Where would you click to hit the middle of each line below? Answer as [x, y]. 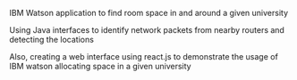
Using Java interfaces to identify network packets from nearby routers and [147, 30]
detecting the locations [51, 40]
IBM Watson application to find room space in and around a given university [149, 13]
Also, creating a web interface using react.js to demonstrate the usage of [144, 56]
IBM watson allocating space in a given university [100, 66]
